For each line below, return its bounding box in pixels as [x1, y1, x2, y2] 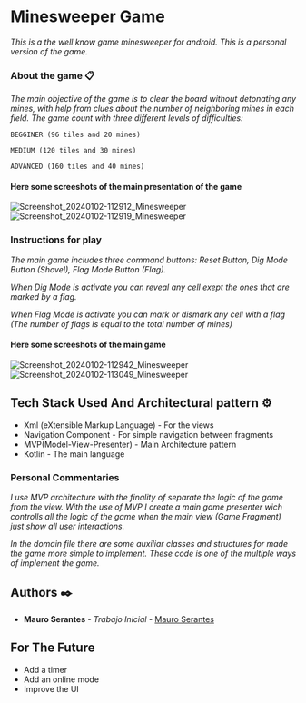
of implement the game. [10, 558, 100, 569]
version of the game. [10, 45, 89, 56]
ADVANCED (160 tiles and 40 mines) [10, 162, 145, 172]
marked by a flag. [10, 291, 77, 302]
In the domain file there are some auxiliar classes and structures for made [10, 539, 289, 550]
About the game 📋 [10, 69, 95, 82]
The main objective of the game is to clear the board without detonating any [10, 94, 297, 104]
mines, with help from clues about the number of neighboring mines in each [10, 103, 294, 114]
